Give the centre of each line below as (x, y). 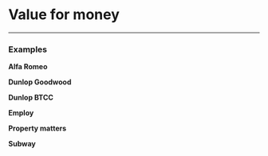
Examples (28, 49)
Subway (22, 144)
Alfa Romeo (28, 67)
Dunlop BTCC (31, 98)
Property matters (37, 128)
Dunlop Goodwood (40, 82)
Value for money (64, 15)
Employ (21, 113)
